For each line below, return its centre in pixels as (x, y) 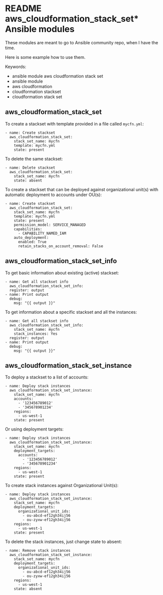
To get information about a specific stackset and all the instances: (71, 312)
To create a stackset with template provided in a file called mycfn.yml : (74, 124)
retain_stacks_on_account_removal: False (61, 246)
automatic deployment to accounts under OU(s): (54, 195)
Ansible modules (40, 29)
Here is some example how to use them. (45, 57)
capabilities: (28, 229)
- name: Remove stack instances (38, 551)
